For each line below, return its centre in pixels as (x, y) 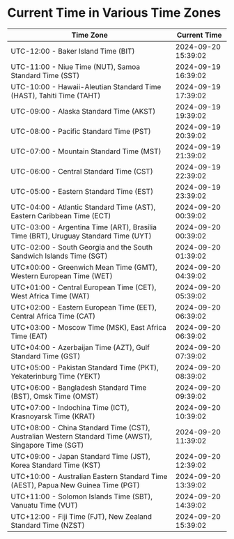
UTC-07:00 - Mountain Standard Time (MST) (86, 151)
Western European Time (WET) (62, 275)
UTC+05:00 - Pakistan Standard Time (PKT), (85, 367)
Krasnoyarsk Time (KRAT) (53, 416)
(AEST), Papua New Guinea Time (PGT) (76, 485)
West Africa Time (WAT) (50, 296)
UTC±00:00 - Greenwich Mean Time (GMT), (84, 267)
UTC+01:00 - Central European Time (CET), (84, 287)
